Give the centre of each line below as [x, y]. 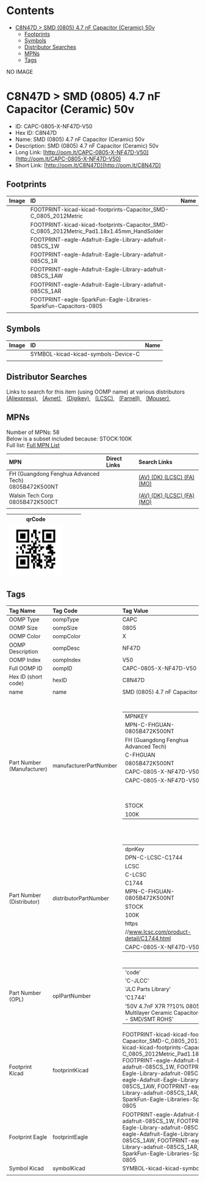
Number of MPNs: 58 [33, 432]
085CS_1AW [46, 276]
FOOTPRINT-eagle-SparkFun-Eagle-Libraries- [91, 299]
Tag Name [22, 610]
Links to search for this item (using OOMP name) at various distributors [95, 392]
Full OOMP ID [26, 668]
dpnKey [135, 849]
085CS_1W [45, 246]
